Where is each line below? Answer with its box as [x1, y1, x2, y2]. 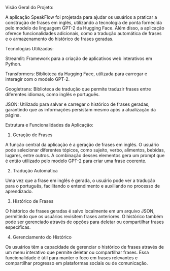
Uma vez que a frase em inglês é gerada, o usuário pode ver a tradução [5, 177, 156, 184]
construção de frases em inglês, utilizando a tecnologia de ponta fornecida [5, 20, 162, 25]
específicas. [5, 224, 31, 230]
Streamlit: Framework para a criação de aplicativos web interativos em [5, 55, 152, 62]
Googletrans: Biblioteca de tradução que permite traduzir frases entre [5, 86, 151, 92]
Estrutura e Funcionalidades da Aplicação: [5, 122, 94, 128]
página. [5, 112, 21, 118]
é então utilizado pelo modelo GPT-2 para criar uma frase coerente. [5, 158, 147, 164]
